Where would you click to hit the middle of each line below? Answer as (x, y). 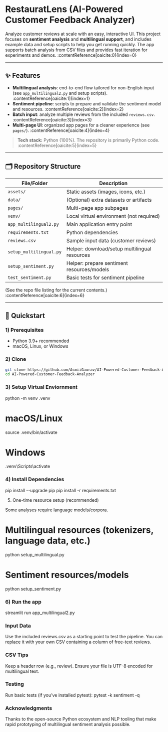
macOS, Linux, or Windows (40, 346)
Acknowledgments (29, 708)
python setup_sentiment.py (33, 589)
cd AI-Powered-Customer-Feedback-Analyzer (50, 374)
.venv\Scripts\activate (28, 466)
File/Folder (35, 183)
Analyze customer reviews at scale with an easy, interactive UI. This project (83, 34)
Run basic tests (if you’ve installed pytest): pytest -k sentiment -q (72, 695)
